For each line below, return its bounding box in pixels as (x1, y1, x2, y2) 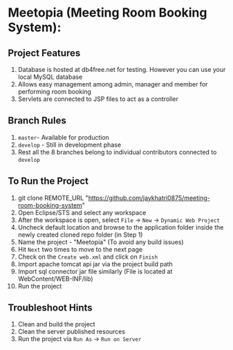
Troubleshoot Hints (8, 302, 93, 314)
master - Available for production (17, 133, 110, 141)
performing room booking (17, 88, 92, 95)
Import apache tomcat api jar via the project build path (17, 259, 174, 268)
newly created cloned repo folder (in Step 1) (17, 230, 143, 239)
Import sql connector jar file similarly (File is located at (17, 267, 173, 275)
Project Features (8, 47, 81, 59)
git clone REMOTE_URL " (17, 194, 88, 202)
